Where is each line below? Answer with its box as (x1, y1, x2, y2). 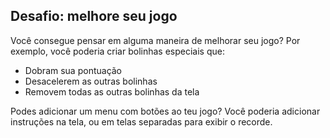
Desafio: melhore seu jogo (10, 8, 178, 25)
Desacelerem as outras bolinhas (24, 75, 158, 87)
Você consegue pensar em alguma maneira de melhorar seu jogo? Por (10, 34, 301, 46)
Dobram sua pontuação (24, 64, 123, 76)
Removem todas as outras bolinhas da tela (24, 85, 200, 98)
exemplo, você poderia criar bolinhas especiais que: (10, 45, 225, 57)
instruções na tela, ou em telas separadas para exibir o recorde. (10, 115, 273, 128)
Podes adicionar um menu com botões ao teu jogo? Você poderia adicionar (10, 105, 321, 117)
